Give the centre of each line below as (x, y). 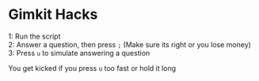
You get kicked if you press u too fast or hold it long (92, 68)
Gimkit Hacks (53, 15)
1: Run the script (34, 36)
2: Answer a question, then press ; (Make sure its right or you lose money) (130, 44)
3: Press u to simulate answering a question (79, 53)
